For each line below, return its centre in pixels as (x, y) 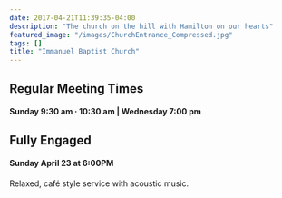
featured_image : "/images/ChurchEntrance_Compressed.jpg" (121, 35)
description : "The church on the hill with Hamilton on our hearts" (141, 26)
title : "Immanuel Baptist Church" (75, 52)
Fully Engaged (51, 140)
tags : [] (26, 43)
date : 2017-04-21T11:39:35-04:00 (73, 18)
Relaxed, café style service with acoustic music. (99, 183)
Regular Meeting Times (77, 89)
